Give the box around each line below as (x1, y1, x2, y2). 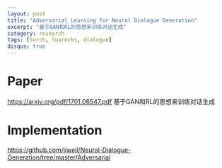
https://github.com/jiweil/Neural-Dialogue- (7, 146, 132, 154)
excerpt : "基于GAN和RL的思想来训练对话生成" (7, 23, 127, 30)
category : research (7, 30, 65, 37)
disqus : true (7, 43, 46, 50)
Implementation (7, 122, 103, 138)
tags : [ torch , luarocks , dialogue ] (7, 37, 112, 44)
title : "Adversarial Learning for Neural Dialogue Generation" (7, 17, 198, 24)
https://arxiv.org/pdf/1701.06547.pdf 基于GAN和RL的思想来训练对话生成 (7, 97, 216, 105)
